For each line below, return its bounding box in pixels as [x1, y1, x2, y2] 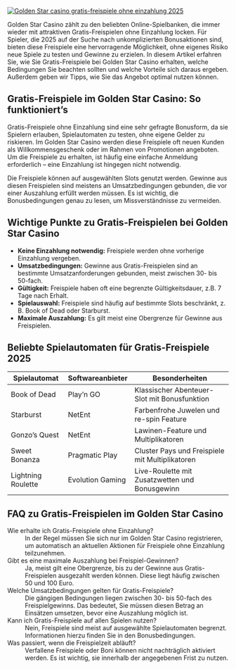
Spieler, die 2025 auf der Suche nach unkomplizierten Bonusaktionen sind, [7, 35, 223, 44]
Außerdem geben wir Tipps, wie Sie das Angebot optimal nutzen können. [7, 73, 219, 81]
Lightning [11, 470, 42, 480]
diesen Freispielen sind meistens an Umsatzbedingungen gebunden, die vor [7, 181, 228, 189]
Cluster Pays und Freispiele [134, 446, 225, 456]
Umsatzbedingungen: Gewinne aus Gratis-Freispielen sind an [17, 261, 198, 270]
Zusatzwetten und [134, 475, 195, 485]
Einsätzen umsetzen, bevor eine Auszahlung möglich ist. [25, 609, 188, 618]
